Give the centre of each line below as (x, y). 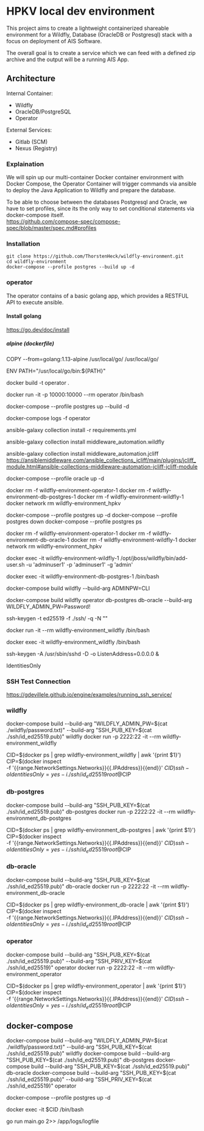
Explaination (25, 164)
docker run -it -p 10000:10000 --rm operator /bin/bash (75, 394)
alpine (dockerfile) (30, 343)
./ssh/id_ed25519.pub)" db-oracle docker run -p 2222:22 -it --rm (88, 886)
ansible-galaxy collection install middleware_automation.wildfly (85, 442)
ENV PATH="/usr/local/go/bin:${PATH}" (56, 371)
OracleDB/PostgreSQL (43, 112)
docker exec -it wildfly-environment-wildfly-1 (63, 558)
